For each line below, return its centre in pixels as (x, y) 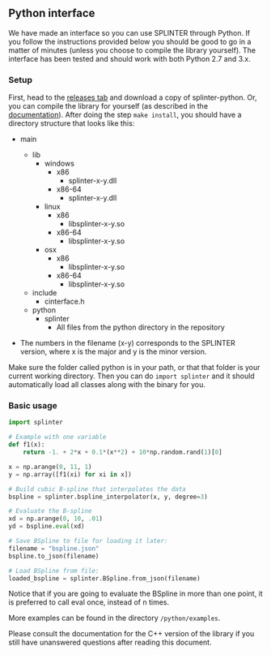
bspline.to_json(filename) (54, 556)
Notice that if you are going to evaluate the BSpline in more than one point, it (135, 594)
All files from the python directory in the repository (140, 327)
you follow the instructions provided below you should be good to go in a (130, 41)
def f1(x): (27, 445)
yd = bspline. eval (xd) (47, 527)
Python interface (52, 13)
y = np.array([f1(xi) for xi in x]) (70, 474)
